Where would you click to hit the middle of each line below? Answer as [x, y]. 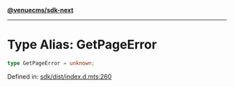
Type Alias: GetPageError [82, 45]
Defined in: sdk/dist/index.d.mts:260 [60, 77]
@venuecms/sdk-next [40, 10]
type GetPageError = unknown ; [51, 63]
